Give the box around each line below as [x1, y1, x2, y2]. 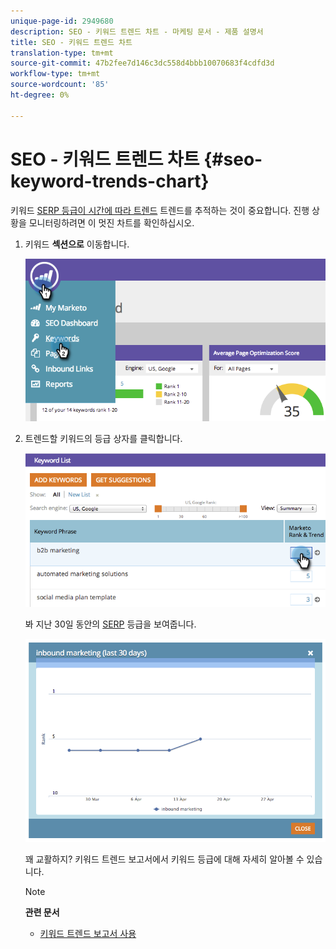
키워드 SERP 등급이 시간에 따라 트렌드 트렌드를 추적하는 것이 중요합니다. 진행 [10, 204, 310, 216]
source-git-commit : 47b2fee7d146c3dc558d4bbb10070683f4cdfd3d [10, 58, 275, 69]
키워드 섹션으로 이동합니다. [24, 238, 130, 250]
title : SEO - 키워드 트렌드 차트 [10, 37, 133, 47]
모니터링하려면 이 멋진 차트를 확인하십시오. [28, 216, 195, 229]
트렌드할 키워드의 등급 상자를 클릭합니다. [24, 432, 183, 444]
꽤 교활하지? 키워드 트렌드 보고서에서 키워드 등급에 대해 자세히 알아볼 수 [24, 853, 305, 865]
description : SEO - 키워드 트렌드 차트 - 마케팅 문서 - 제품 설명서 [10, 26, 264, 37]
